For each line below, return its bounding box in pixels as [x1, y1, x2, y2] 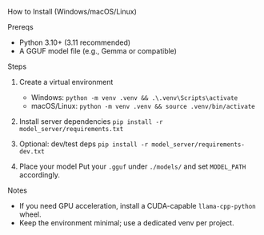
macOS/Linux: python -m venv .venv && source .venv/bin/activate [30, 102, 255, 110]
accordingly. [18, 170, 61, 179]
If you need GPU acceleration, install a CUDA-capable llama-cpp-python [18, 201, 257, 210]
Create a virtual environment [18, 78, 114, 86]
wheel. [18, 209, 42, 219]
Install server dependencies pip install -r [18, 117, 163, 126]
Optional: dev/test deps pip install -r [18, 139, 149, 149]
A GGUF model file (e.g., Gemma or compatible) [18, 46, 178, 55]
